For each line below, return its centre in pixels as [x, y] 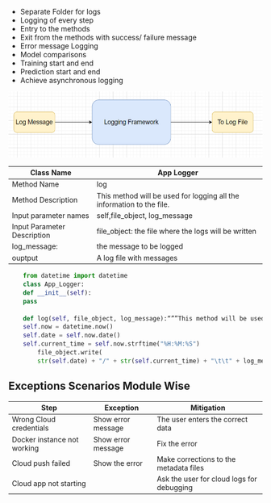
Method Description [45, 200]
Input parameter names [50, 215]
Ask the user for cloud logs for [207, 479]
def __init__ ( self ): [57, 293]
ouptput [25, 258]
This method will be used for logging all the [168, 195]
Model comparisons [53, 54]
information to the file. [133, 204]
